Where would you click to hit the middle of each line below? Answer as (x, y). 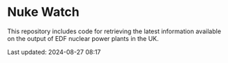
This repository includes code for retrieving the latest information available (114, 31)
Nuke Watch (44, 12)
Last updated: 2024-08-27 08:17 (54, 52)
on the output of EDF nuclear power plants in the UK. (83, 38)
